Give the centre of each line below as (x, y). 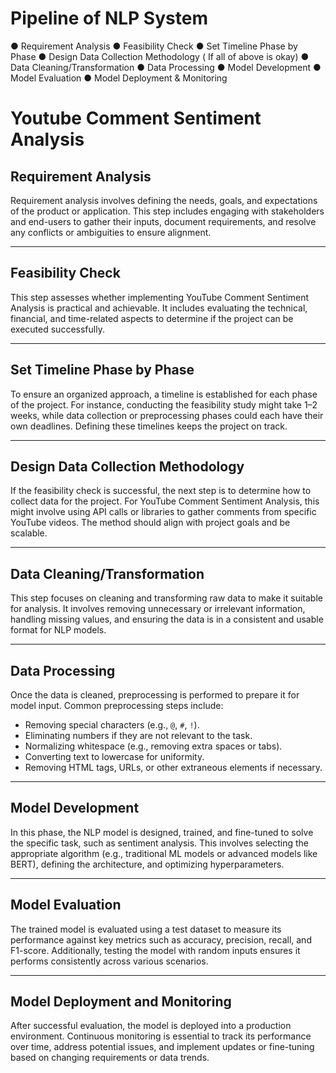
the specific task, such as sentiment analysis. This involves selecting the (159, 843)
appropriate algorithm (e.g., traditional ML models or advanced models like (164, 853)
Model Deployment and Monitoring (121, 1002)
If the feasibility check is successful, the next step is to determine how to (161, 491)
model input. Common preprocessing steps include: (117, 705)
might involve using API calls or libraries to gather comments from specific (163, 512)
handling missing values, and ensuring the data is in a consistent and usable (167, 619)
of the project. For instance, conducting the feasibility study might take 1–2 (164, 404)
